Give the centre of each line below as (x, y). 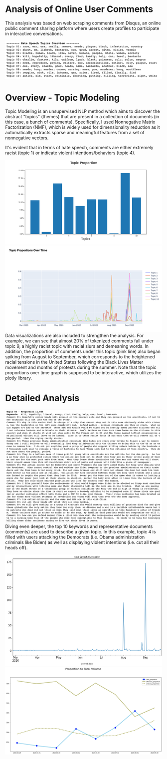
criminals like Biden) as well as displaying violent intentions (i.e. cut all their (82, 542)
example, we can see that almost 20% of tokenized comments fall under (79, 341)
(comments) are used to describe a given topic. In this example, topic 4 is (81, 532)
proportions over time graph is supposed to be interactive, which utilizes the (83, 372)
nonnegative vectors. (27, 138)
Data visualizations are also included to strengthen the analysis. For (74, 335)
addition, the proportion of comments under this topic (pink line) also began (83, 351)
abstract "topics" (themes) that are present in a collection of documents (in (82, 117)
